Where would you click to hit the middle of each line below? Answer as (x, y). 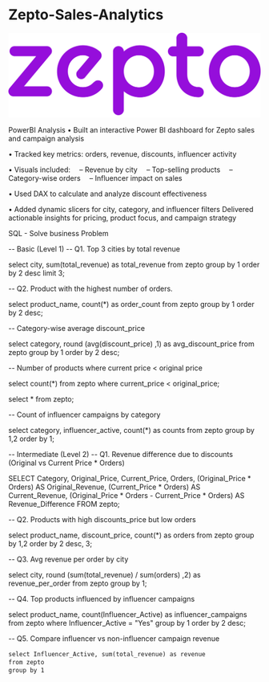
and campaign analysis (46, 138)
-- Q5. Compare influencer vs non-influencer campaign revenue (114, 638)
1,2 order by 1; (31, 439)
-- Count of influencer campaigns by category (84, 415)
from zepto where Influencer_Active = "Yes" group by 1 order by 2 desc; (127, 623)
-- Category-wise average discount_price (77, 328)
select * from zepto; (41, 398)
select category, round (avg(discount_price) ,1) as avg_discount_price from (131, 344)
